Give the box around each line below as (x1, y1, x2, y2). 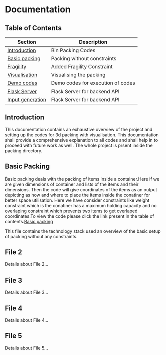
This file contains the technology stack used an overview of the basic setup (5, 228, 161, 234)
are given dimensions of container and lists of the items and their (5, 181, 139, 187)
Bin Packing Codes (51, 47, 96, 54)
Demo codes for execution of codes (51, 79, 136, 86)
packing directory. (5, 147, 43, 154)
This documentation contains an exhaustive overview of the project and (5, 126, 153, 132)
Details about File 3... (5, 289, 49, 295)
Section (17, 39, 36, 45)
